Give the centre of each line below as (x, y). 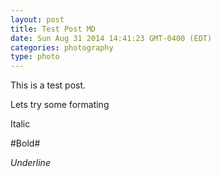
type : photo (35, 57)
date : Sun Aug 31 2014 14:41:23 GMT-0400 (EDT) (111, 38)
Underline (30, 163)
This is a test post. (48, 85)
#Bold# (25, 143)
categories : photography (62, 47)
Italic (20, 124)
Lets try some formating (60, 105)
